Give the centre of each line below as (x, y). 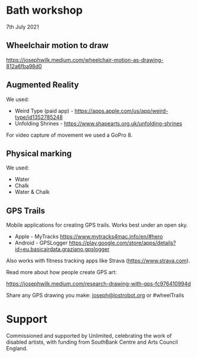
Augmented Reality (42, 85)
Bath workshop (45, 10)
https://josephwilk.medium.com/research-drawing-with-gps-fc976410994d (99, 284)
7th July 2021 (23, 27)
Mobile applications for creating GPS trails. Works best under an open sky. (97, 225)
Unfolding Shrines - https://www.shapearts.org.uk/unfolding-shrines (99, 123)
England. (17, 348)
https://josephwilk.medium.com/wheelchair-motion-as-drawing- (85, 59)
